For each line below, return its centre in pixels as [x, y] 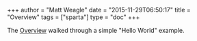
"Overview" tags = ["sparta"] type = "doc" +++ [74, 17]
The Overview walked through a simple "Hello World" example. [96, 30]
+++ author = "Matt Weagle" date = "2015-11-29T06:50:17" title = [99, 10]
